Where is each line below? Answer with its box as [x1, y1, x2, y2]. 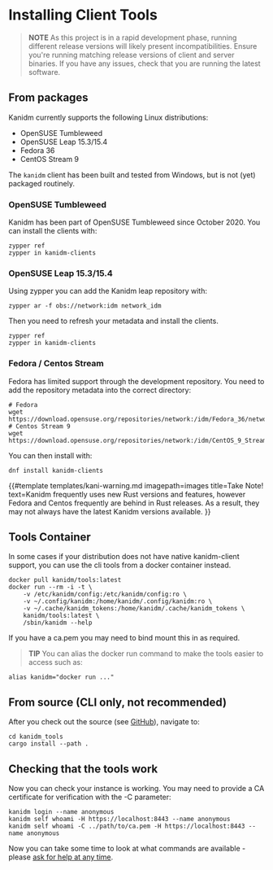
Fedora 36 [19, 145, 55, 155]
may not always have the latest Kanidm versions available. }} [8, 506, 211, 516]
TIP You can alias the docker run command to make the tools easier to [28, 649, 264, 658]
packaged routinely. [8, 178, 76, 188]
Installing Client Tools [8, 6, 158, 24]
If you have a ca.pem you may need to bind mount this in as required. [8, 633, 240, 643]
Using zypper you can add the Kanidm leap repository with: [8, 286, 208, 296]
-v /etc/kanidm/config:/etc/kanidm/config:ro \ [23, 590, 187, 599]
